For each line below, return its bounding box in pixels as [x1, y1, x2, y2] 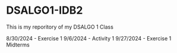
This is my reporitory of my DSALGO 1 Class [6, 23, 114, 30]
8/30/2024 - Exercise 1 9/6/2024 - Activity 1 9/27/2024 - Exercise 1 [6, 35, 172, 42]
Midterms [6, 41, 30, 48]
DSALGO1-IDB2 [6, 4, 83, 17]
